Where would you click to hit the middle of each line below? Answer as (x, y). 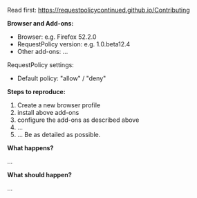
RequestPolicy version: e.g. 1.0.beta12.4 (74, 44)
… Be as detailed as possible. (59, 135)
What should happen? (39, 175)
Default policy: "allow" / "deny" (62, 78)
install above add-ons (48, 112)
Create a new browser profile (59, 105)
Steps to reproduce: (36, 92)
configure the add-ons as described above (78, 120)
